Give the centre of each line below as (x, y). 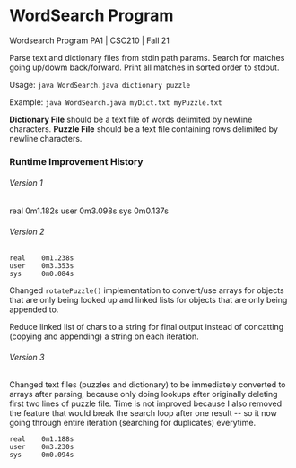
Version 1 (26, 183)
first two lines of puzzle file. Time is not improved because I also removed (146, 403)
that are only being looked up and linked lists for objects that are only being (148, 300)
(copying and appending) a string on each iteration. (104, 336)
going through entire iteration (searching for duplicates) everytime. (133, 423)
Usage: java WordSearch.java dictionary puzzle (100, 84)
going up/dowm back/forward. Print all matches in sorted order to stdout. (144, 67)
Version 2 (27, 231)
